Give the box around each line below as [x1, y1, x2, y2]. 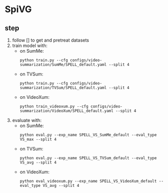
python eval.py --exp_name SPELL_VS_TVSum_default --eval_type [19, 156, 157, 161]
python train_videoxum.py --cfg [19, 104, 89, 109]
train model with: [12, 43, 48, 49]
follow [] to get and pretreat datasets [12, 37, 90, 43]
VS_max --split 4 [19, 137, 57, 142]
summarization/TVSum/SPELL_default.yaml [19, 85, 107, 90]
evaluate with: [12, 118, 42, 123]
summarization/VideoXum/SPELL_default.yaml [19, 108, 114, 113]
